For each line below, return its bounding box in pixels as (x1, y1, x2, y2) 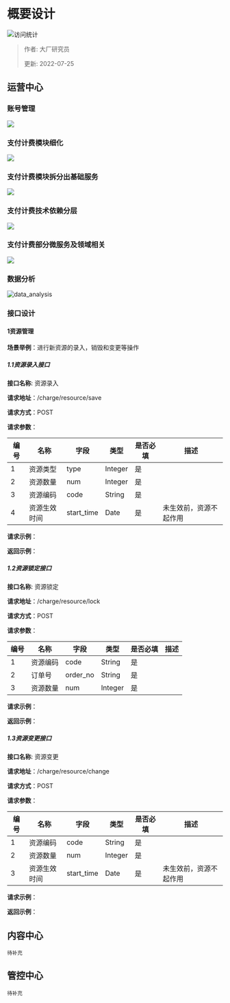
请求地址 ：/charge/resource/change (7, 767, 110, 776)
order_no (65, 670, 94, 680)
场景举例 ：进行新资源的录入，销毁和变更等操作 (7, 343, 139, 352)
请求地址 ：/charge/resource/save (7, 394, 102, 402)
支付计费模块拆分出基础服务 (7, 172, 99, 181)
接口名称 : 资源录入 (7, 379, 59, 387)
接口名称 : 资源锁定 (7, 583, 59, 591)
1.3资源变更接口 (7, 734, 52, 742)
